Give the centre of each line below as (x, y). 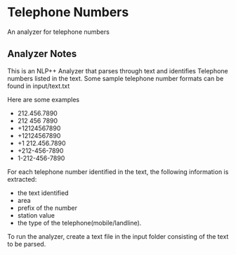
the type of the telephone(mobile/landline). (79, 223)
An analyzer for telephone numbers (59, 32)
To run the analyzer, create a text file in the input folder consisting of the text (118, 236)
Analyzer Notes (42, 54)
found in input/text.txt (39, 86)
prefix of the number (47, 208)
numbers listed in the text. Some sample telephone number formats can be (116, 78)
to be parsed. (27, 244)
